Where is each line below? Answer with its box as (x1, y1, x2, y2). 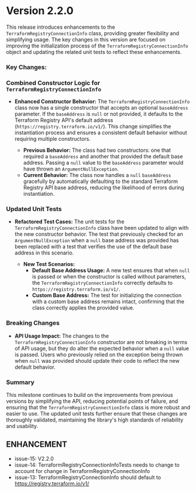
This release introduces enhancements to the (6, 23, 115, 30)
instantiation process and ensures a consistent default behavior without (14, 129, 187, 136)
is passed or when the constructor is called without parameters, (32, 273, 186, 280)
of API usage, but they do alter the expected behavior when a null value (14, 345, 189, 352)
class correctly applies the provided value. (32, 304, 135, 311)
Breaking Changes (6, 319, 60, 327)
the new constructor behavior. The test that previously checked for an (14, 230, 183, 238)
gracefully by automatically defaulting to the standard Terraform (23, 178, 178, 185)
